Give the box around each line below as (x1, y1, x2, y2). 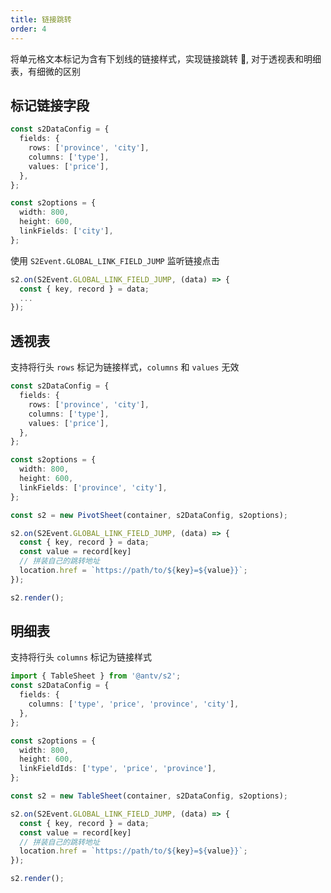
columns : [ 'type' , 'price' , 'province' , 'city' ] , (28, 699, 240, 710)
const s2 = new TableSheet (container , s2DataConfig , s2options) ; (10, 791, 288, 801)
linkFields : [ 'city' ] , (19, 226, 114, 236)
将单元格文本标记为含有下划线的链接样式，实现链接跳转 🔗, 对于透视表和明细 (10, 52, 322, 65)
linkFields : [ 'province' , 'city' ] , (19, 482, 168, 493)
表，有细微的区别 (10, 65, 81, 77)
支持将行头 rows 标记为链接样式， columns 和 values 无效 (10, 361, 240, 373)
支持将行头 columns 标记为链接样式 (10, 651, 152, 663)
